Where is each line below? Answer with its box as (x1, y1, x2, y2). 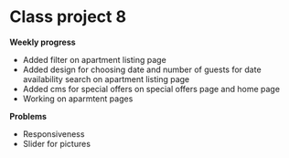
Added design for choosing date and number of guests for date (22, 64, 262, 75)
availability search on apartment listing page (22, 73, 190, 84)
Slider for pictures (22, 138, 91, 149)
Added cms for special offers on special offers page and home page (22, 83, 281, 94)
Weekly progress (9, 37, 76, 47)
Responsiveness (22, 128, 85, 139)
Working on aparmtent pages (22, 93, 134, 104)
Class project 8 (9, 6, 126, 27)
